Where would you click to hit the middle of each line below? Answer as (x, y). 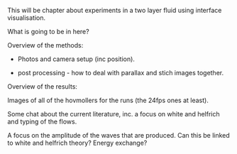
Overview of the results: (43, 87)
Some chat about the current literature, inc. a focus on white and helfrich (114, 114)
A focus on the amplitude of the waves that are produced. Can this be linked (119, 135)
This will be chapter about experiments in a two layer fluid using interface (115, 10)
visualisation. (27, 18)
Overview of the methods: (45, 45)
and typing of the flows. (42, 121)
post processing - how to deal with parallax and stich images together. (121, 73)
